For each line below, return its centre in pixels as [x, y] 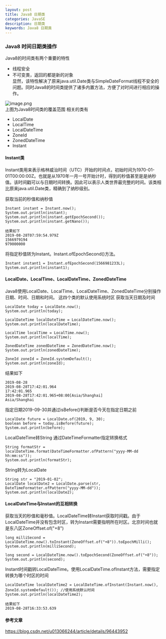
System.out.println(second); [35, 560]
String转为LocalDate [26, 470]
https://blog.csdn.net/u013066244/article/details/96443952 [66, 632]
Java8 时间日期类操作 [31, 47]
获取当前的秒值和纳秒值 [29, 199]
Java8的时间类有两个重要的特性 [37, 58]
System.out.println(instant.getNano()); [48, 221]
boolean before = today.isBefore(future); [50, 423]
